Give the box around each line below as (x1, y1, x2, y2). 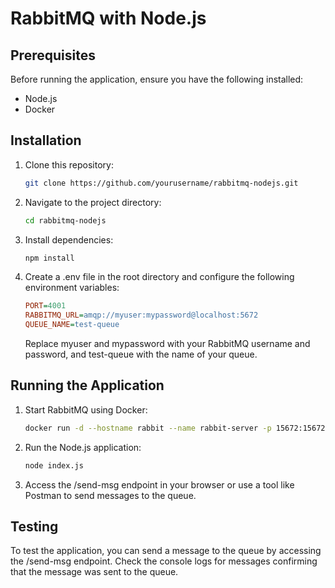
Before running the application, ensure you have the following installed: (10, 73, 304, 85)
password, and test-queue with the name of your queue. (24, 348, 258, 361)
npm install (24, 253, 75, 263)
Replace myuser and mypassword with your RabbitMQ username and (24, 338, 311, 350)
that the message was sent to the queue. (10, 566, 179, 578)
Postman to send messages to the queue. (24, 489, 197, 501)
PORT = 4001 (24, 301, 67, 311)
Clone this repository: (24, 158, 114, 171)
